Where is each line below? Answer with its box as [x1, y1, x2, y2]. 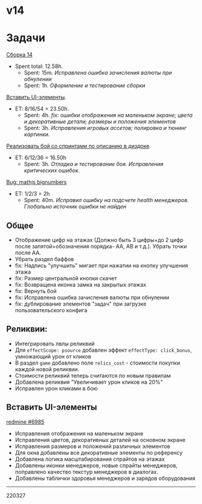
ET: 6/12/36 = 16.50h [14, 154, 67, 161]
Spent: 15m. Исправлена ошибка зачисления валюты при [23, 69, 173, 76]
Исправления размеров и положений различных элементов [14, 443, 170, 450]
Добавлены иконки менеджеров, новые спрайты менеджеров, [14, 461, 178, 469]
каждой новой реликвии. [14, 365, 79, 373]
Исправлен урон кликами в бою [14, 384, 98, 392]
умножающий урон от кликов [14, 352, 91, 360]
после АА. [14, 249, 41, 256]
